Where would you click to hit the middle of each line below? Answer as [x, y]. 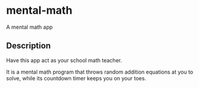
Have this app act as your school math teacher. [64, 60]
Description [28, 46]
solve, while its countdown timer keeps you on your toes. [76, 78]
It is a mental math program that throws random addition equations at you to [100, 72]
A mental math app [30, 27]
